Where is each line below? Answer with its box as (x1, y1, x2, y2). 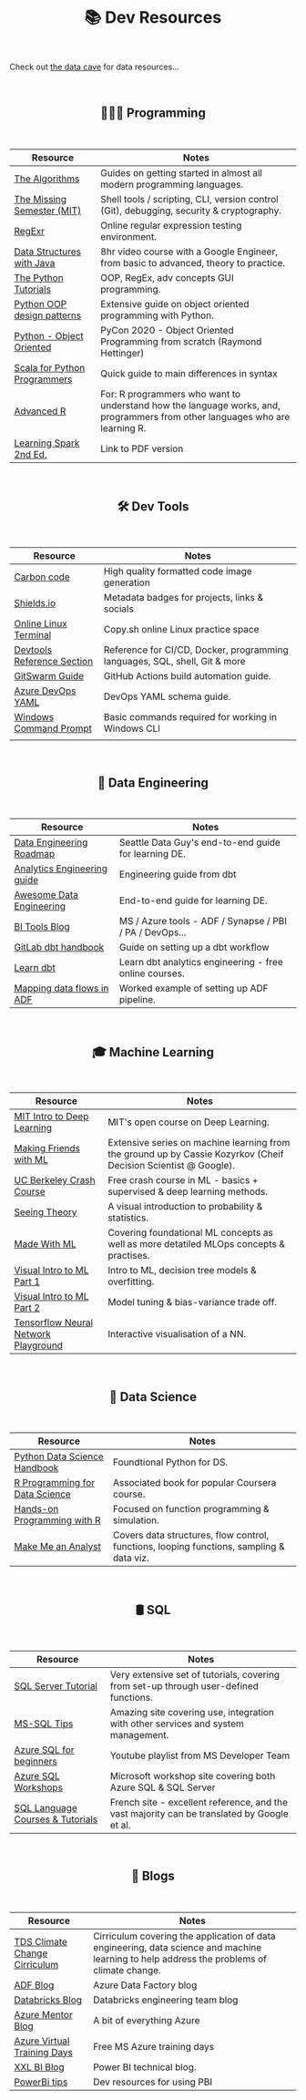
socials (103, 602, 134, 615)
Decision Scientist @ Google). (107, 1159, 235, 1172)
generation (103, 576, 150, 589)
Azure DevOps (14, 685, 76, 697)
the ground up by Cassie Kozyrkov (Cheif (107, 1148, 284, 1160)
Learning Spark (14, 437, 80, 449)
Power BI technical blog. (92, 2061, 198, 2074)
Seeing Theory (14, 1206, 77, 1219)
